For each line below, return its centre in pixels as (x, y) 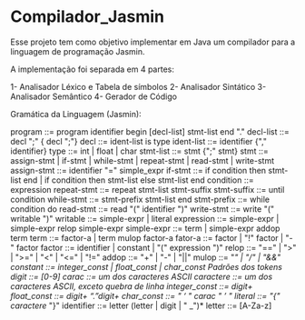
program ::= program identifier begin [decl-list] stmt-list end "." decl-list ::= (150, 131)
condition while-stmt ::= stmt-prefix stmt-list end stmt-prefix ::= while (140, 199)
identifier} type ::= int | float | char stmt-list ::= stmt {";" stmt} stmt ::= (139, 151)
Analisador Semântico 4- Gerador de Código (94, 96)
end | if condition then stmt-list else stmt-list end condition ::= (139, 180)
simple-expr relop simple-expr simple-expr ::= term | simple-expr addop (145, 228)
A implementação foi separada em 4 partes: (93, 69)
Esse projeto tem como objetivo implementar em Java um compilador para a (153, 42)
